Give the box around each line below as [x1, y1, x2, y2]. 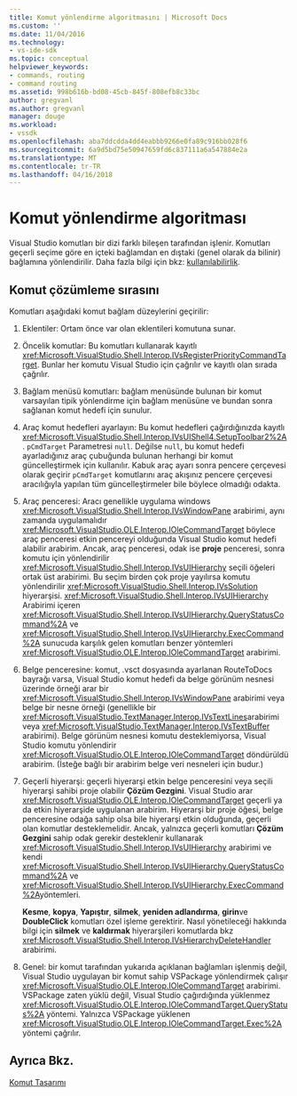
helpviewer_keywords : [9, 63, 90, 72]
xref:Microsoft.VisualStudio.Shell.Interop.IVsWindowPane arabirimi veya [21, 692, 285, 703]
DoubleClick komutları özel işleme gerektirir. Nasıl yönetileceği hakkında [21, 916, 287, 926]
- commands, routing [9, 71, 86, 80]
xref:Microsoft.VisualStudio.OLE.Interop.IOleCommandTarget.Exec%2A [21, 1019, 282, 1028]
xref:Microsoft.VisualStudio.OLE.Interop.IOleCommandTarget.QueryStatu [21, 999, 288, 1010]
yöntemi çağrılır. [21, 1028, 82, 1038]
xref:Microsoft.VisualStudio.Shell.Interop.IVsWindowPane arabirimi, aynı [21, 506, 285, 516]
